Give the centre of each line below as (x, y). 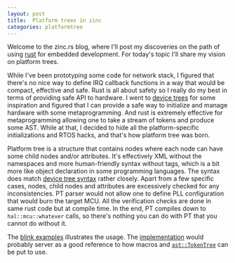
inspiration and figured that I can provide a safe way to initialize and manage (117, 105)
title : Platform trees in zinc (54, 20)
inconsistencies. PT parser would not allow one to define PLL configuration (116, 193)
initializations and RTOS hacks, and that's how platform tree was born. (109, 135)
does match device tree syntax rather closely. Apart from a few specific (110, 179)
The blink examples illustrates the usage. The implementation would (106, 237)
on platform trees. (33, 62)
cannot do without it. (37, 224)
